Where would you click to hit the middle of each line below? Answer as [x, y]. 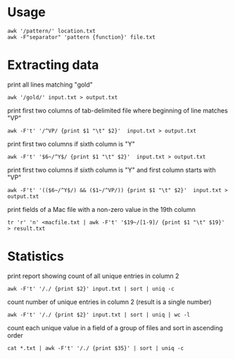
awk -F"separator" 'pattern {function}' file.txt [82, 37]
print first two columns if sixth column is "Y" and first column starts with [112, 170]
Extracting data [53, 65]
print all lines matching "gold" [50, 84]
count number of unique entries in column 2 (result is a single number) [110, 302]
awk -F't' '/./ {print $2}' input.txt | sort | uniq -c [91, 289]
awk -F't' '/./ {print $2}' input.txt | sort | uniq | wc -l [99, 315]
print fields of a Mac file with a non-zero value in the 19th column [101, 209]
